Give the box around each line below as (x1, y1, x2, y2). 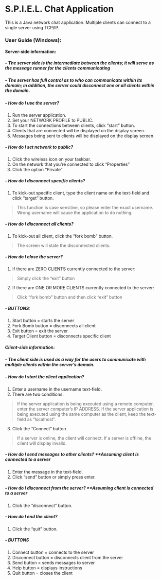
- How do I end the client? (5, 514, 58, 520)
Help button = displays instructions (12, 565, 83, 571)
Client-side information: (5, 344, 55, 350)
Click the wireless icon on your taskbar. (12, 157, 91, 162)
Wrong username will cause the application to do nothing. (17, 210, 133, 216)
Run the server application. (12, 112, 67, 118)
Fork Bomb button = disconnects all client (12, 323, 96, 329)
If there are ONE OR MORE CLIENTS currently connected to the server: (12, 285, 154, 291)
